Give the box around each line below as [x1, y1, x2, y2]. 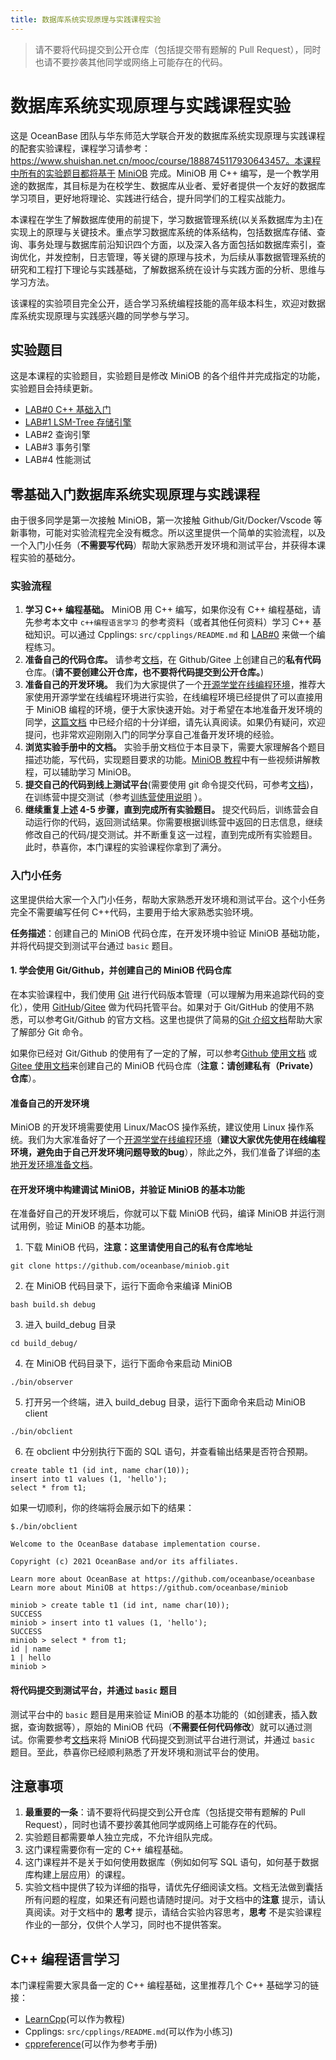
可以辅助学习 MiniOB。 [42, 766, 137, 778]
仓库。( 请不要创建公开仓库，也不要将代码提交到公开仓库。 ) [24, 666, 265, 678]
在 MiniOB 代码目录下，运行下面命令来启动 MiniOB [24, 1357, 233, 1370]
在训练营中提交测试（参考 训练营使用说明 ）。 [24, 791, 208, 803]
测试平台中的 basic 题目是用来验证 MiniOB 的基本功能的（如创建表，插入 [10, 1708, 310, 1720]
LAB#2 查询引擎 [24, 429, 91, 441]
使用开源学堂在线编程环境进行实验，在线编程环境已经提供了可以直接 [33, 691, 315, 703]
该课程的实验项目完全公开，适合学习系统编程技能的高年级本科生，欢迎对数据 [10, 297, 326, 309]
